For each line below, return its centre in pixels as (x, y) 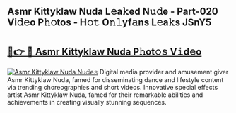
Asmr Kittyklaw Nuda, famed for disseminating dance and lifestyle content (116, 80)
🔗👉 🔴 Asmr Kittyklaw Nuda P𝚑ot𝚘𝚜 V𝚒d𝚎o (105, 52)
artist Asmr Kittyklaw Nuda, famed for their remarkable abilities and (105, 95)
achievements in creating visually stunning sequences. (87, 102)
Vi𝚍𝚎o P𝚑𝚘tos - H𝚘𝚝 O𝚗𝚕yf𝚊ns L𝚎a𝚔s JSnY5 (110, 23)
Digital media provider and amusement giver (164, 72)
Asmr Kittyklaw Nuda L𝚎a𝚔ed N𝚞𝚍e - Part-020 (113, 12)
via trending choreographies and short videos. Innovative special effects (113, 87)
